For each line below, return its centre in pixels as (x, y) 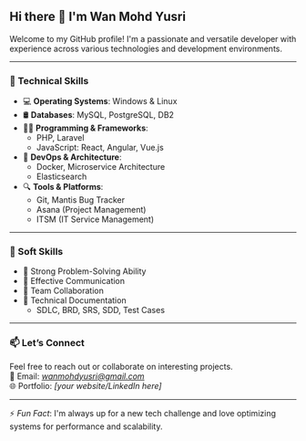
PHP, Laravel (60, 138)
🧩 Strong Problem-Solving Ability (84, 271)
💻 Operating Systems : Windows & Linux (100, 101)
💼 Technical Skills (49, 80)
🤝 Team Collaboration (63, 291)
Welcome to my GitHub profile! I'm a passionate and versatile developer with (153, 38)
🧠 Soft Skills (36, 252)
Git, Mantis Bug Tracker (81, 200)
